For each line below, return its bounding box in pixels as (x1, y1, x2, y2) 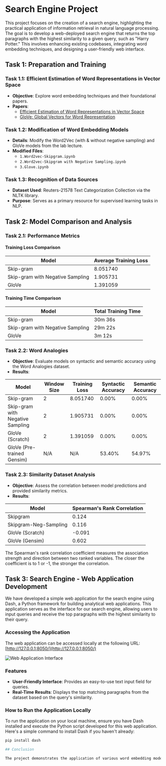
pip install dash (5, 738, 41, 743)
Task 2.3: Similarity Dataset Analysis (5, 471, 95, 478)
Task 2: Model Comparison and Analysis (5, 217, 132, 226)
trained (7, 450, 24, 457)
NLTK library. (12, 192, 39, 198)
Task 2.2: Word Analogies (5, 347, 68, 354)
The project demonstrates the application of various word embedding (5, 756, 152, 761)
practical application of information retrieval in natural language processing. (5, 25, 160, 31)
